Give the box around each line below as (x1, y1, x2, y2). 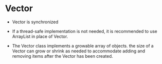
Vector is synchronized (12, 19, 58, 25)
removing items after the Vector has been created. (12, 53, 113, 59)
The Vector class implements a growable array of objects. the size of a (12, 43, 154, 48)
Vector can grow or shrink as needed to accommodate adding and (12, 48, 145, 54)
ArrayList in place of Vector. (12, 33, 68, 39)
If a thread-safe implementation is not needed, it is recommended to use (12, 28, 158, 34)
